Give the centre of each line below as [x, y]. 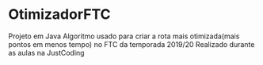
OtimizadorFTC [59, 14]
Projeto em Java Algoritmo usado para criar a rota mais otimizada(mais [124, 36]
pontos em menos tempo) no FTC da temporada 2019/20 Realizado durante [131, 44]
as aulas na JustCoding [46, 52]
